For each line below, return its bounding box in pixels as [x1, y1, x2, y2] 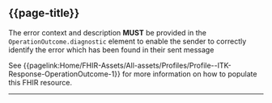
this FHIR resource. [8, 77, 73, 87]
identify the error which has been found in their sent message [8, 44, 215, 55]
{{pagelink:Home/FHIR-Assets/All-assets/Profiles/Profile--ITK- [23, 60, 232, 70]
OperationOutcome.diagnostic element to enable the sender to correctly [8, 36, 247, 46]
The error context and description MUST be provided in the [8, 27, 206, 37]
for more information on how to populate [122, 68, 257, 79]
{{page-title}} [8, 6, 80, 20]
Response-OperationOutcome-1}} [8, 68, 121, 79]
